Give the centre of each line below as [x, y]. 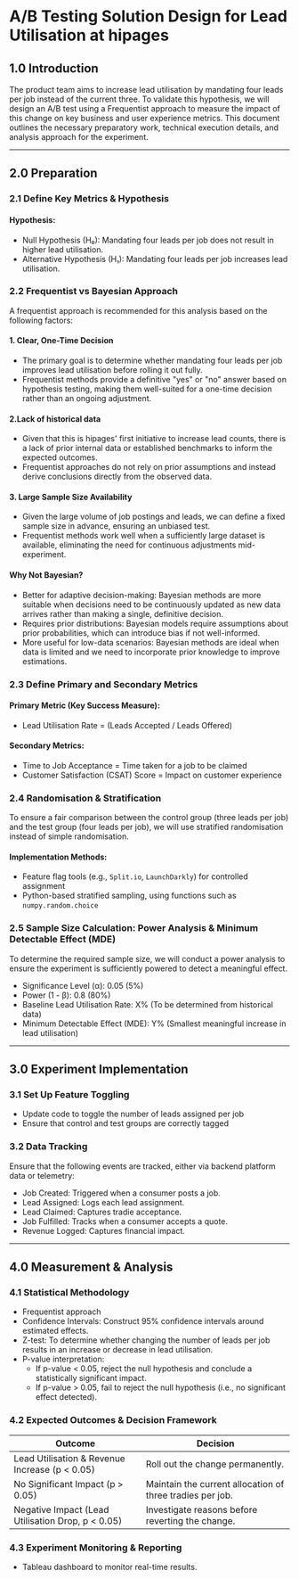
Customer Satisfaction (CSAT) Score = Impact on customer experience [152, 775]
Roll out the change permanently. [215, 1464]
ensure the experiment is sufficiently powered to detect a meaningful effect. [148, 968]
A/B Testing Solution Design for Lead [148, 16]
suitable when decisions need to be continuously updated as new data [151, 604]
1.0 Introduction [54, 68]
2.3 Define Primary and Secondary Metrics [104, 684]
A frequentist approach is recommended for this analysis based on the [138, 310]
